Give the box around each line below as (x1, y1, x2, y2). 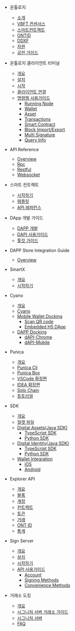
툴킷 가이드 (17, 237, 38, 243)
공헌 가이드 (17, 50, 38, 55)
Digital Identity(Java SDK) (17, 441, 70, 446)
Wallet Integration (17, 456, 53, 462)
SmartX (9, 266, 25, 272)
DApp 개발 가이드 (9, 215, 44, 221)
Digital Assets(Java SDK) (17, 425, 68, 430)
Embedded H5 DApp (24, 324, 66, 330)
